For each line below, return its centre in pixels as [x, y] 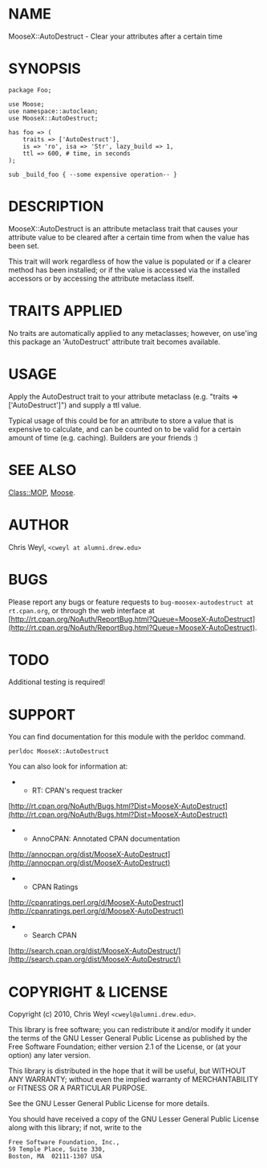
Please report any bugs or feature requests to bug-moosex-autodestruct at [131, 602]
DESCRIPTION [56, 207]
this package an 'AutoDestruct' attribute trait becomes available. [114, 342]
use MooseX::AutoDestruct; [53, 118]
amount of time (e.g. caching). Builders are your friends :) [103, 437]
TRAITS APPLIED [65, 311]
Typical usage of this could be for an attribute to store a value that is [121, 420]
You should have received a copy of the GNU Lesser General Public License [133, 1119]
